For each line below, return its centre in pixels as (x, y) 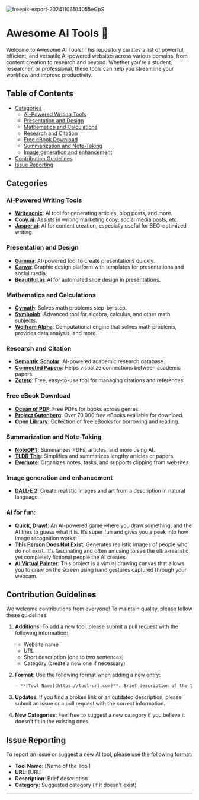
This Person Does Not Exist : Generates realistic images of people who (101, 544)
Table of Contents (40, 94)
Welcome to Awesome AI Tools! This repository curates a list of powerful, (96, 49)
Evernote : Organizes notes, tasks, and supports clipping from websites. (102, 462)
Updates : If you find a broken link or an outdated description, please (98, 697)
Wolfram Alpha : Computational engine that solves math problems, (96, 327)
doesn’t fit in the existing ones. (52, 722)
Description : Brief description (51, 779)
